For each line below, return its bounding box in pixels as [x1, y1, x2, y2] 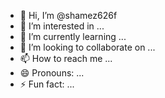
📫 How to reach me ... [19, 53, 113, 64]
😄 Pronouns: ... [19, 67, 85, 79]
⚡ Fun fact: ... [19, 78, 75, 90]
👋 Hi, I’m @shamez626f [19, 10, 118, 21]
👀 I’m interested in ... [19, 20, 105, 32]
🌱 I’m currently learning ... [19, 31, 127, 42]
